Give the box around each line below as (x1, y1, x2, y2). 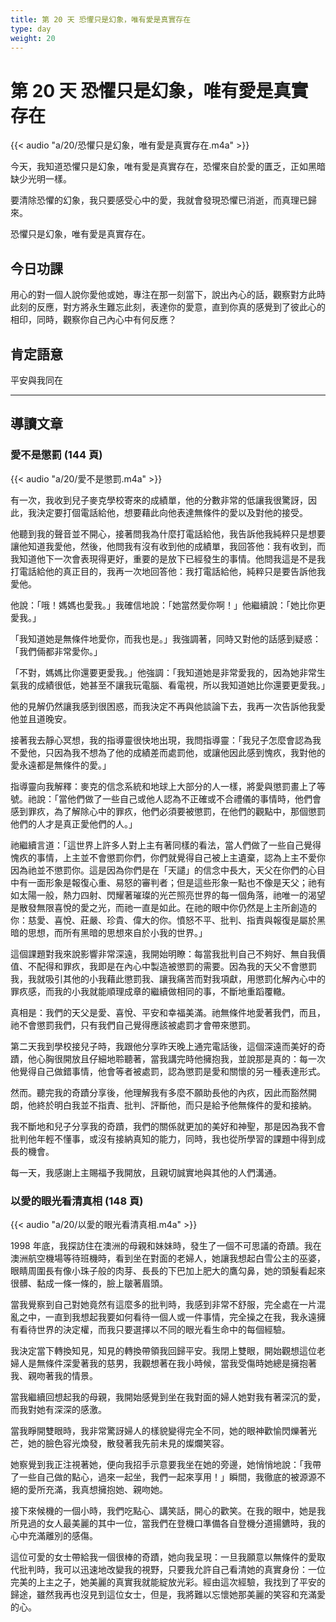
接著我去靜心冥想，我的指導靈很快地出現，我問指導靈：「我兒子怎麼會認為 (10, 734, 313, 746)
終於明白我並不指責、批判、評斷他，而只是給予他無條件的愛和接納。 (36, 1099, 317, 1111)
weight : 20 (10, 33, 56, 43)
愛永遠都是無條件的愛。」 (10, 759, 112, 771)
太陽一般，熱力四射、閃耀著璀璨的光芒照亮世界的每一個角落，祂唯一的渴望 (18, 889, 326, 901)
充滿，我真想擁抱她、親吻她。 (44, 1483, 168, 1495)
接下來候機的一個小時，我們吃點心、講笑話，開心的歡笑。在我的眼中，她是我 (10, 1504, 326, 1516)
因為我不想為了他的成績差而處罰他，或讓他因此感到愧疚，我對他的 (53, 746, 326, 758)
